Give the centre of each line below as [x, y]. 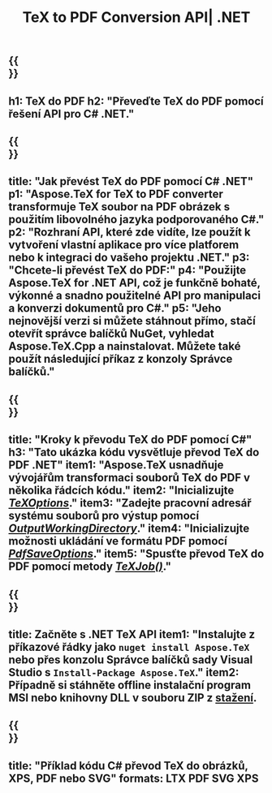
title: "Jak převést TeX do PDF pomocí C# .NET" [131, 181]
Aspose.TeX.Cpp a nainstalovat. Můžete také [125, 346]
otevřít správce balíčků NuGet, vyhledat [111, 334]
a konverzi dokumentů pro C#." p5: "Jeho [115, 308]
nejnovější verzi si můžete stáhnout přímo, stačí [132, 321]
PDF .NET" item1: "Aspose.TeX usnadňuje [116, 465]
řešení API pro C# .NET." [71, 114]
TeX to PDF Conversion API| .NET [136, 17]
